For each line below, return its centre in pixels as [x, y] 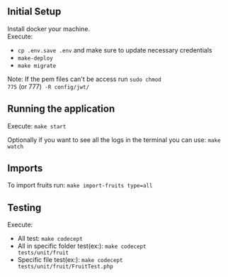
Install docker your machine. [49, 28]
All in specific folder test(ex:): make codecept [82, 246]
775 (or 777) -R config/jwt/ [49, 86]
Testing [24, 208]
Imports [25, 169]
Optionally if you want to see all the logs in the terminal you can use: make [114, 140]
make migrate [37, 66]
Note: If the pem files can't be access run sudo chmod [84, 79]
